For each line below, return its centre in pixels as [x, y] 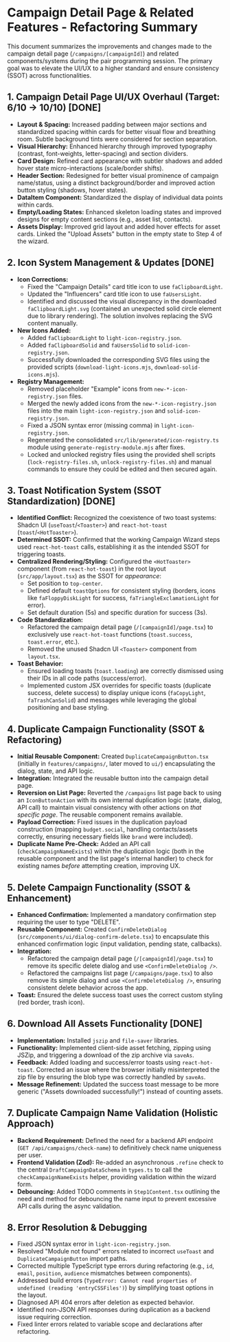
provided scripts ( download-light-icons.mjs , [90, 367]
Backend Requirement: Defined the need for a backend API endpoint [115, 1140]
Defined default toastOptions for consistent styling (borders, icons [122, 591]
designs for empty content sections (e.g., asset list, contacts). [105, 219]
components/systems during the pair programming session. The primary [110, 60]
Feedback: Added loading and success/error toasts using [99, 1062]
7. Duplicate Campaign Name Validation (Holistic [113, 1113]
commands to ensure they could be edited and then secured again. [122, 469]
